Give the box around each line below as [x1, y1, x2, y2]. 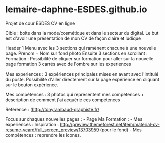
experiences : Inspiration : [5, 121, 59, 127]
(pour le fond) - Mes [100, 127, 142, 133]
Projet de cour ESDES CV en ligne [5, 20, 75, 26]
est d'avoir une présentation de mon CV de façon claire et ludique [5, 35, 141, 41]
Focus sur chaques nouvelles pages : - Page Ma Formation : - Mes [5, 116, 143, 122]
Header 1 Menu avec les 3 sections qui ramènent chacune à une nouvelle [5, 45, 156, 51]
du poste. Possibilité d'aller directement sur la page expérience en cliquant [5, 76, 159, 82]
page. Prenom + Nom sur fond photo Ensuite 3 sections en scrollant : [5, 50, 148, 56]
